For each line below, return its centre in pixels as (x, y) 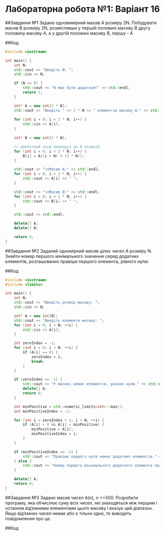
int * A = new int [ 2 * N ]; (41, 106)
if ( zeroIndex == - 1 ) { (38, 379)
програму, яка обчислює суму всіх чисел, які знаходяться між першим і (81, 503)
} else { (23, 461)
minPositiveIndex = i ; (55, 434)
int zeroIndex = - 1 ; (35, 343)
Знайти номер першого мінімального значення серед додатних (72, 256)
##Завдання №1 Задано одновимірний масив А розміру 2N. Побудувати (81, 23)
